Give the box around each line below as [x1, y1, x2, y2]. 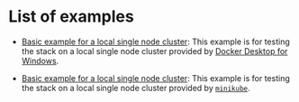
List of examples [8, 6, 134, 27]
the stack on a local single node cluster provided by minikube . [21, 82, 250, 93]
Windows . [21, 55, 59, 66]
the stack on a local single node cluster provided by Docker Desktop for [21, 45, 288, 56]
